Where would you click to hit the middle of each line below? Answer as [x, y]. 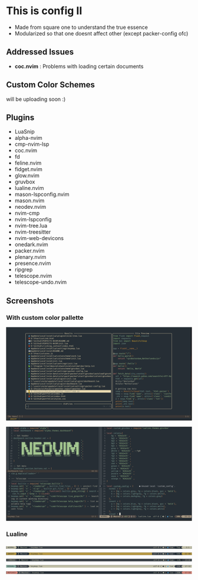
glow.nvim [27, 176]
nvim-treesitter [33, 232]
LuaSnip [25, 132]
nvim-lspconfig [33, 219]
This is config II [44, 11]
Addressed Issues [40, 52]
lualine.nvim [29, 188]
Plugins [20, 117]
